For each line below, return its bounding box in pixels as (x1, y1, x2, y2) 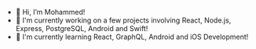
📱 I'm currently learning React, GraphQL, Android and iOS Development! (15, 32, 249, 41)
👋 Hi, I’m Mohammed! (15, 8, 86, 16)
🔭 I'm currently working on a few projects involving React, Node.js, (15, 16, 232, 25)
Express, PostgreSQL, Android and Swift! (15, 24, 148, 33)
